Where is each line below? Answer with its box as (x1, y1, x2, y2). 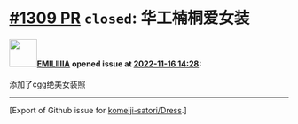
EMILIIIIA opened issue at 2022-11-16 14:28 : (36, 58, 202, 69)
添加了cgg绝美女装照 (9, 79, 86, 89)
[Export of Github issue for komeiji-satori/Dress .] (9, 105, 188, 116)
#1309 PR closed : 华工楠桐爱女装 (9, 8, 250, 28)
